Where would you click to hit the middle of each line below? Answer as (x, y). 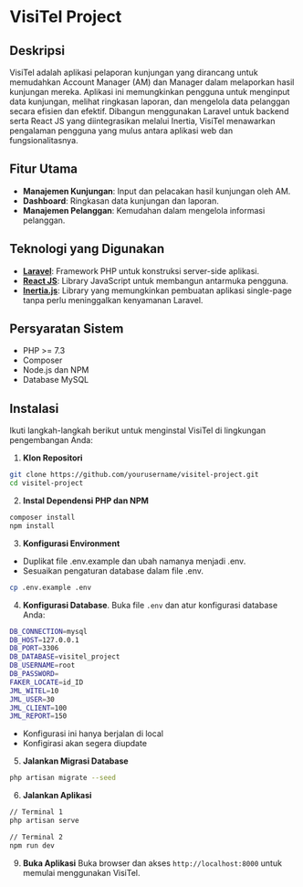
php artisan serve (44, 820)
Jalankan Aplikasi (57, 796)
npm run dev (32, 845)
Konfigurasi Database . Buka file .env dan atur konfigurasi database (150, 605)
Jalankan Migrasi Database (76, 761)
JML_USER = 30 (32, 699)
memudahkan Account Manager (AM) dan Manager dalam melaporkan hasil (152, 82)
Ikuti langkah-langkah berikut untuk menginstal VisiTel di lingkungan (138, 430)
